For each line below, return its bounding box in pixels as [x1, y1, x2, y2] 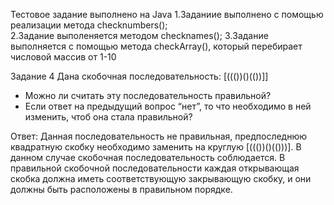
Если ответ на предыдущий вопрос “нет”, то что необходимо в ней [24, 100, 312, 112]
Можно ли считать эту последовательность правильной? [24, 90, 272, 101]
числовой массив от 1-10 [10, 51, 117, 63]
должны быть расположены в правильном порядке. [10, 184, 233, 195]
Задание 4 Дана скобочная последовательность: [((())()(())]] [10, 70, 269, 82]
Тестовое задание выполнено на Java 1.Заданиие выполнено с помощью [10, 9, 324, 20]
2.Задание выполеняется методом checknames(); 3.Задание [10, 30, 269, 41]
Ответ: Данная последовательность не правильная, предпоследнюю [10, 130, 308, 142]
